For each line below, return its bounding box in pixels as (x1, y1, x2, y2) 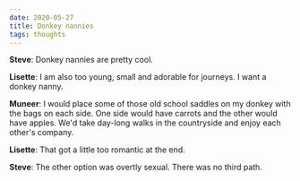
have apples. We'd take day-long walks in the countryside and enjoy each (9, 117, 282, 128)
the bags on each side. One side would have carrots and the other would (9, 108, 278, 119)
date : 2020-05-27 (9, 13, 74, 22)
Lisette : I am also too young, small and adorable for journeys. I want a (9, 72, 267, 82)
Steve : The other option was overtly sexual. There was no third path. (9, 162, 262, 173)
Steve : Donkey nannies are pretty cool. (9, 55, 154, 65)
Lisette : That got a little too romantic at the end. (9, 144, 185, 155)
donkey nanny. (9, 82, 64, 92)
